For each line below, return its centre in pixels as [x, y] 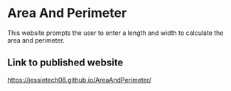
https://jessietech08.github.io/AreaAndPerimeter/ [79, 80]
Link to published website [65, 63]
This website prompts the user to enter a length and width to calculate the [116, 33]
